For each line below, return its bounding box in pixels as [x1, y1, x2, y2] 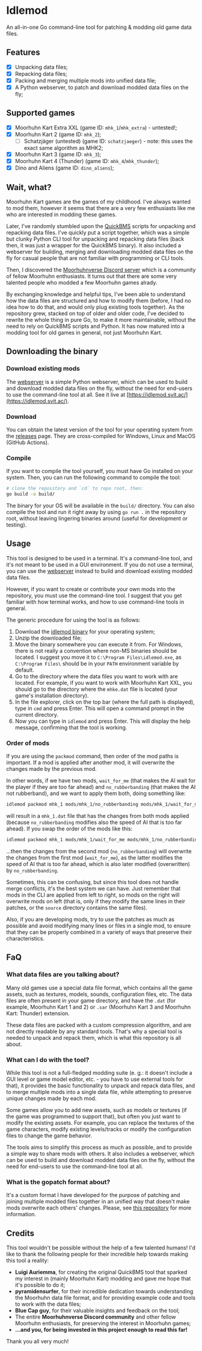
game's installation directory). [14, 691, 89, 699]
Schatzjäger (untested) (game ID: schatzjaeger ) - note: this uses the [23, 137, 194, 144]
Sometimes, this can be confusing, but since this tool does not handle [6, 878, 179, 885]
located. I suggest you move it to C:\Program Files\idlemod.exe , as [14, 654, 182, 661]
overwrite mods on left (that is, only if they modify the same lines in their [6, 897, 186, 904]
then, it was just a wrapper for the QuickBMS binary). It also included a [6, 242, 182, 249]
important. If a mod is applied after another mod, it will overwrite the [6, 759, 175, 766]
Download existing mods [6, 365, 80, 373]
